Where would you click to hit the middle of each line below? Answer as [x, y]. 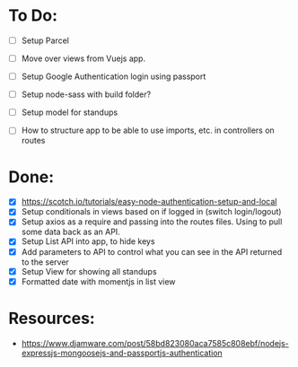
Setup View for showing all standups [89, 271]
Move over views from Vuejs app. [83, 58]
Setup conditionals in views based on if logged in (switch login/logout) [151, 212]
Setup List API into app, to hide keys [88, 241]
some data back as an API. [70, 232]
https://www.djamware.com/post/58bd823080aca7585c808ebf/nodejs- [155, 343]
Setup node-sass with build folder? [86, 94]
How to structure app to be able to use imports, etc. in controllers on [148, 130]
